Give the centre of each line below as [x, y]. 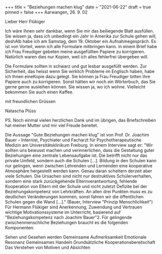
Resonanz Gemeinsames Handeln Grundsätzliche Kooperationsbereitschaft [80, 242]
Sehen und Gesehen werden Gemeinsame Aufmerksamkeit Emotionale [76, 237]
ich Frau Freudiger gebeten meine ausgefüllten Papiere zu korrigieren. [75, 51]
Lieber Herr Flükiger [25, 22]
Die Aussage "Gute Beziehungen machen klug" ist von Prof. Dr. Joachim [77, 135]
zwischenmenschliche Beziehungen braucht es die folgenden [67, 222]
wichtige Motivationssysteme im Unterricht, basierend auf [63, 212]
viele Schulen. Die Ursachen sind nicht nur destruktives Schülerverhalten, [79, 176]
